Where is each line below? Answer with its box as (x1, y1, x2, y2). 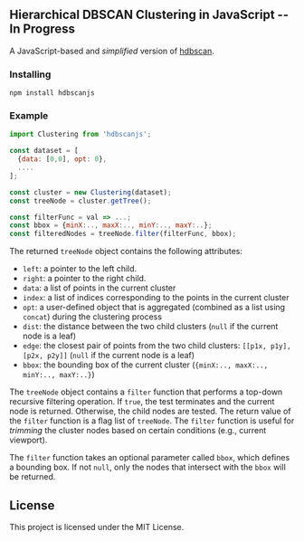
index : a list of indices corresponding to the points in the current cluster (22, 292, 290, 303)
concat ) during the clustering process (22, 311, 163, 322)
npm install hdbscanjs (9, 89, 95, 98)
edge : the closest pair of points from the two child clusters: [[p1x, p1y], (22, 340, 291, 351)
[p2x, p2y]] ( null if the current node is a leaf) (22, 350, 195, 361)
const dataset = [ (9, 147, 79, 156)
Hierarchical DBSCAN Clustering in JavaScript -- (9, 7, 290, 23)
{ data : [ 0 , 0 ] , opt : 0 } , (17, 155, 107, 164)
